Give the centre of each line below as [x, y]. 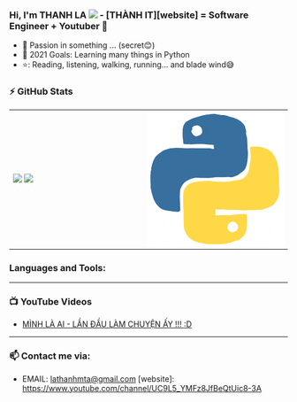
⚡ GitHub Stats [41, 91]
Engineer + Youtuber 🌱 [58, 26]
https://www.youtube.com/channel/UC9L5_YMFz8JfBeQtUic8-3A [142, 388]
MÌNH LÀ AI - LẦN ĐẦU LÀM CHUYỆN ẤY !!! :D [107, 324]
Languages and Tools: [57, 267]
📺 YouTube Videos [51, 302]
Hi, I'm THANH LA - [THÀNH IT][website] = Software [129, 15]
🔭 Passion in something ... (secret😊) [88, 45]
